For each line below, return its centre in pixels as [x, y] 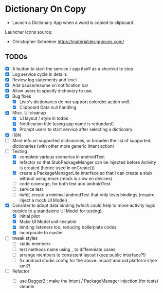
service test [31, 189]
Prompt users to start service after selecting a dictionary [76, 129]
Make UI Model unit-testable [48, 222]
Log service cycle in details [39, 74]
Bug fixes [22, 96]
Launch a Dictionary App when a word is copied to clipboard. [73, 23]
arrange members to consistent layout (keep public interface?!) [82, 255]
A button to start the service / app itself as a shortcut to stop [73, 68]
